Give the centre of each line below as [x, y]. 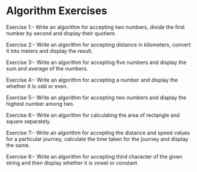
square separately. [29, 121]
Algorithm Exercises [57, 11]
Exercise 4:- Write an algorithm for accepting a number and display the [92, 80]
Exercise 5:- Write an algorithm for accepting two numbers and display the [96, 97]
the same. [18, 145]
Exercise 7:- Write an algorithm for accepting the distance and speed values [98, 133]
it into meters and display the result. [49, 50]
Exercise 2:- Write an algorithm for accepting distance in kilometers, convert [98, 45]
